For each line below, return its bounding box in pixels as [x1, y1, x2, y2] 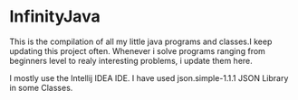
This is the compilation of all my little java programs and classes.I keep [9, 36, 273, 47]
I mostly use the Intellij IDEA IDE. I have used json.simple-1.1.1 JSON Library [9, 72, 289, 83]
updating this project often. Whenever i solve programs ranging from [9, 45, 265, 56]
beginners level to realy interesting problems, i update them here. [9, 55, 254, 66]
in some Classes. [9, 82, 73, 93]
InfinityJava [9, 6, 101, 27]
